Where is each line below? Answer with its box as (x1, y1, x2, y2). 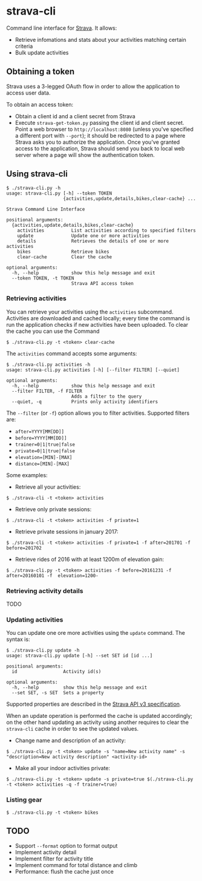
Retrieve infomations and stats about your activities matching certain (15, 36, 186, 43)
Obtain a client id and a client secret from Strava (15, 112, 136, 119)
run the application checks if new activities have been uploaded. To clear (6, 321, 189, 328)
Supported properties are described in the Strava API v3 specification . (6, 700, 181, 708)
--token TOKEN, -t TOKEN (11, 275, 74, 281)
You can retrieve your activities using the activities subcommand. (6, 308, 174, 315)
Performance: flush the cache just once (15, 868, 114, 875)
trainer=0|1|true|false (15, 441, 76, 447)
